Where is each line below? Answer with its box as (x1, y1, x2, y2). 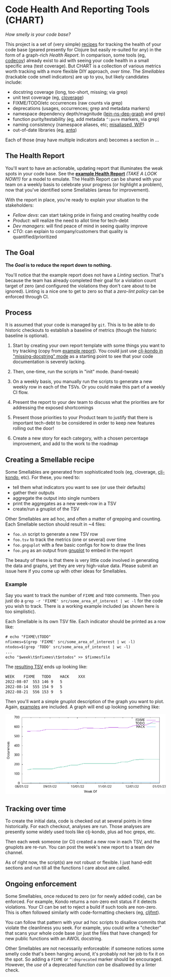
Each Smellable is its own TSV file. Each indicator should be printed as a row (5, 619, 166, 625)
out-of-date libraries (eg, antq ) (12, 126, 77, 133)
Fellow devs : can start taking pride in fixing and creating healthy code (12, 212, 159, 218)
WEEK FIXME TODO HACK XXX (5, 674, 85, 679)
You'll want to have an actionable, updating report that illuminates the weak (5, 165, 163, 171)
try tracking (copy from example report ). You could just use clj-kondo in (12, 348, 163, 354)
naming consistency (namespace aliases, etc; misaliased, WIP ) (12, 121, 145, 127)
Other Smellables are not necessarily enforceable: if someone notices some (5, 945, 164, 952)
